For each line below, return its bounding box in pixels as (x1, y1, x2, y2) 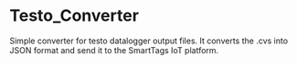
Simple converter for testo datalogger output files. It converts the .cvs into (9, 35, 289, 46)
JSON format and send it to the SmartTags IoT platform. (9, 44, 219, 55)
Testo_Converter (9, 5, 140, 26)
